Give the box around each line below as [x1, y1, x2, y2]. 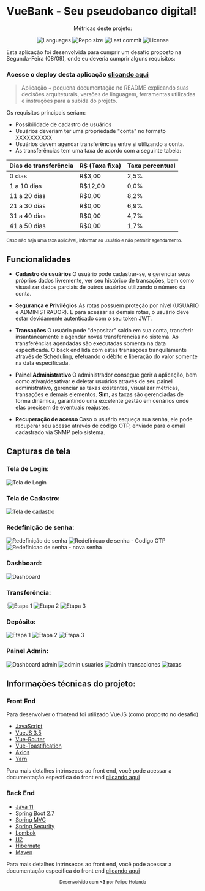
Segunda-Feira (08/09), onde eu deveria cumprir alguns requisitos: [6, 55, 176, 62]
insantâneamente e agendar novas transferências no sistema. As [15, 333, 179, 341]
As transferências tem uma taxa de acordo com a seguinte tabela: [15, 147, 182, 155]
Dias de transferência [9, 161, 73, 170]
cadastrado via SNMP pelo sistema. [15, 429, 105, 436]
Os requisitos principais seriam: [6, 109, 86, 117]
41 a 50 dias [9, 222, 46, 231]
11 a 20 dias [9, 192, 46, 201]
